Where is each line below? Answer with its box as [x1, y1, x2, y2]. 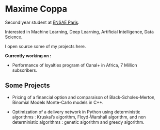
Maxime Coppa [5, 3, 67, 15]
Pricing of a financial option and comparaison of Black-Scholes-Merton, [12, 94, 156, 100]
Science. [5, 34, 23, 40]
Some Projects [5, 81, 50, 90]
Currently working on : [5, 52, 52, 59]
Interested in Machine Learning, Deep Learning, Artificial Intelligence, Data [5, 29, 154, 34]
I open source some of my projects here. [5, 43, 86, 49]
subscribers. [12, 67, 37, 73]
